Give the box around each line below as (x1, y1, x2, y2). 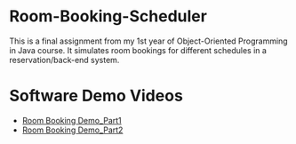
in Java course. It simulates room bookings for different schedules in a (9, 44, 267, 55)
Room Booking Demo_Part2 (21, 124, 124, 135)
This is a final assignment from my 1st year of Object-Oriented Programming (9, 36, 288, 46)
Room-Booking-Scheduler (9, 6, 207, 27)
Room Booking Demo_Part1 (21, 115, 122, 125)
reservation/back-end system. (9, 54, 120, 65)
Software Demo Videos (9, 86, 184, 106)
